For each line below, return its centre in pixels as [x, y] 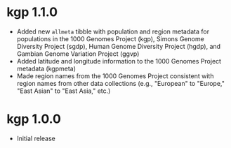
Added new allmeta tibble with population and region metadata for [113, 31]
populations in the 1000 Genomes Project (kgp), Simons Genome [110, 38]
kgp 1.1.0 [32, 12]
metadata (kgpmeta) [46, 68]
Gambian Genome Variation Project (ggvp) [78, 54]
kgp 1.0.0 [34, 119]
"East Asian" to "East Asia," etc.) [64, 91]
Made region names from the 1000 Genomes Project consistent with [115, 76]
